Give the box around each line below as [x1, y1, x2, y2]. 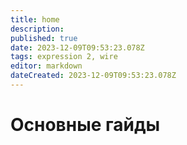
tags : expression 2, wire [10, 52, 118, 62]
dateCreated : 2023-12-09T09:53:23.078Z [10, 71, 177, 81]
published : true [10, 33, 78, 43]
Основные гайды [10, 114, 161, 136]
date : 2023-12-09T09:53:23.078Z [10, 42, 145, 53]
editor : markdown [10, 61, 83, 71]
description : [10, 24, 65, 34]
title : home [10, 14, 60, 25]
